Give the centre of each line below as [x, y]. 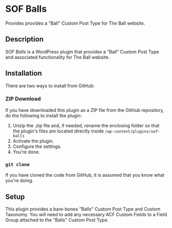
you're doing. [19, 181]
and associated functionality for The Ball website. [58, 57]
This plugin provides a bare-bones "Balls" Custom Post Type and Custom [83, 209]
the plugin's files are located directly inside [58, 131]
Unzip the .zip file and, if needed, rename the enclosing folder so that [86, 125]
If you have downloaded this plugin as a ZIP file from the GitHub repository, [85, 110]
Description [24, 39]
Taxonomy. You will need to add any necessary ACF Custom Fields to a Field [86, 214]
